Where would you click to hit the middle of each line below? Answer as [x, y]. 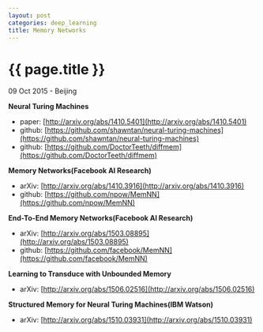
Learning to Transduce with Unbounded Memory [90, 274]
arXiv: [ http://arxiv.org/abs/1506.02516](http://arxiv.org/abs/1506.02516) [137, 289]
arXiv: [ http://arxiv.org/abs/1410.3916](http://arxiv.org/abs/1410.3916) [132, 186]
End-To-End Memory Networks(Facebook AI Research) [101, 218]
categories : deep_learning [53, 23]
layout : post [30, 15]
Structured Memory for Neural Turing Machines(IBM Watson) [111, 304]
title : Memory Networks [47, 30]
